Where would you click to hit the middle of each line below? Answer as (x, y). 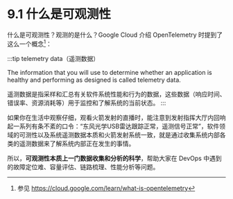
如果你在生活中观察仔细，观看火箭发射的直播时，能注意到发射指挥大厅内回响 (116, 117)
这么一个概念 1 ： (29, 43)
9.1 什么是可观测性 (59, 14)
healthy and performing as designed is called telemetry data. (94, 80)
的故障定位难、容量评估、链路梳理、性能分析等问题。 (83, 166)
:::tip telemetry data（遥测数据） (53, 58)
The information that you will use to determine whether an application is (110, 72)
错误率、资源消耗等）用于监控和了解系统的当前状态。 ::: (87, 103)
